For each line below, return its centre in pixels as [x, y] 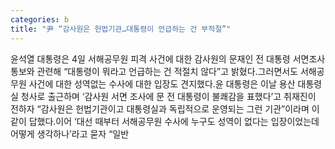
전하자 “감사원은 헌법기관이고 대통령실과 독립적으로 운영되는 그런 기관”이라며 [160, 108]
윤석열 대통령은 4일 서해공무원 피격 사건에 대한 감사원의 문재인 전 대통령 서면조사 [168, 58]
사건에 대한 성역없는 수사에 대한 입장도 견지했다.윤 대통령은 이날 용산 [162, 83]
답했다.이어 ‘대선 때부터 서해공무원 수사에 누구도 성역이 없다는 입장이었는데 [174, 121]
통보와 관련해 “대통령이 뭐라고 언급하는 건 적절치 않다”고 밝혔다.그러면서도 [154, 71]
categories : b [40, 19]
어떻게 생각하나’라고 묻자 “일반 [70, 133]
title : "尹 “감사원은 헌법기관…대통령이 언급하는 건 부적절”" [121, 29]
